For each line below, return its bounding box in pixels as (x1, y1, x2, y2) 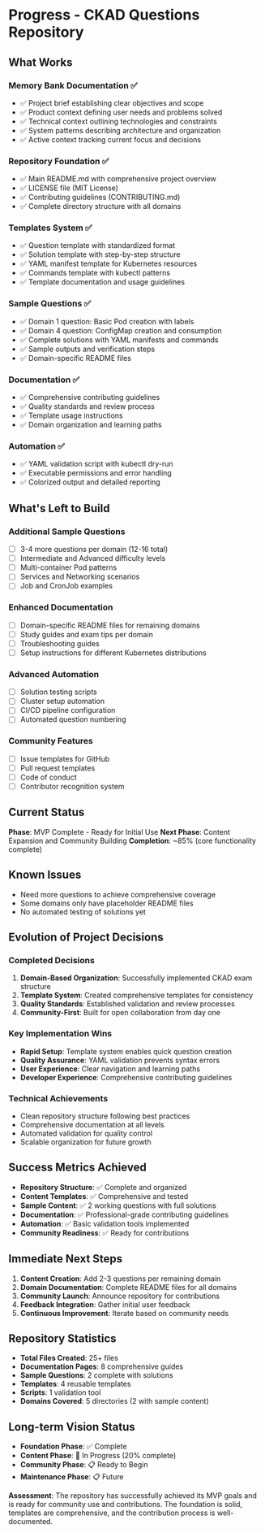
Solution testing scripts (19, 687, 97, 697)
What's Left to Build (8, 502, 110, 515)
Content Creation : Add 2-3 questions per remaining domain (19, 1274, 221, 1283)
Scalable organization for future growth (19, 1136, 152, 1147)
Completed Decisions (8, 954, 95, 966)
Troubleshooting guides (19, 638, 100, 648)
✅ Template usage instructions (19, 410, 123, 420)
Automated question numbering (19, 714, 126, 724)
